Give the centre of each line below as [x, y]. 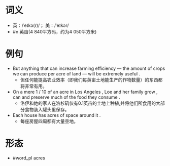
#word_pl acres [29, 158]
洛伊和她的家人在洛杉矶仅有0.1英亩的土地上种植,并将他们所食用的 [88, 103]
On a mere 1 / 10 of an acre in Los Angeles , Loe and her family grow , [85, 92]
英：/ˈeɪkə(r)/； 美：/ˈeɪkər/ [41, 25]
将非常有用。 [33, 86]
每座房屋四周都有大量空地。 [49, 121]
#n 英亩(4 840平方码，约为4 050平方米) [55, 31]
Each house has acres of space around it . [57, 115]
